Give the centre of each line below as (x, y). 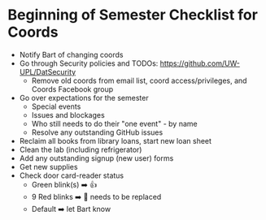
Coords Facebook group (72, 89)
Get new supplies (48, 166)
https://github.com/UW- (200, 63)
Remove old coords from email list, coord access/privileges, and (139, 80)
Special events (56, 106)
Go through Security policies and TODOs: (89, 63)
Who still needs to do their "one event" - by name (114, 123)
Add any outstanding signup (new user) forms (96, 158)
